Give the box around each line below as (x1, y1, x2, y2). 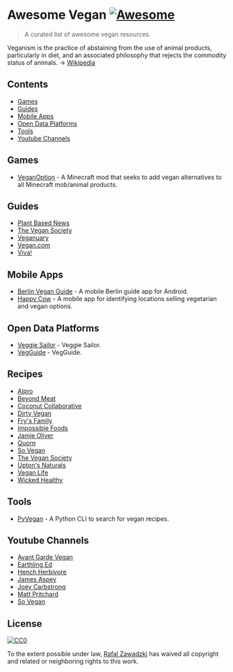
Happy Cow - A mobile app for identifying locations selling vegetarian (17, 295, 217, 303)
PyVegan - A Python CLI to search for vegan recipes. (17, 514, 169, 523)
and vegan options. (17, 302, 73, 310)
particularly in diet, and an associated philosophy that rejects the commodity (7, 51, 227, 59)
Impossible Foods (17, 424, 68, 432)
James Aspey (17, 575, 57, 583)
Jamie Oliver (17, 431, 54, 439)
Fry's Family (17, 416, 53, 425)
